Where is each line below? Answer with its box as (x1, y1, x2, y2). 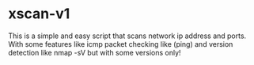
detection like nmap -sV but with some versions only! (8, 48, 181, 57)
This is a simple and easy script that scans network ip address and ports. (8, 31, 247, 40)
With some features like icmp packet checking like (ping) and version (8, 39, 233, 48)
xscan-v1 (8, 5, 70, 23)
